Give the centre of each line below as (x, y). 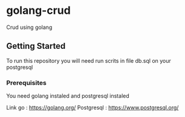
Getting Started (36, 46)
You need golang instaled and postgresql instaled (68, 96)
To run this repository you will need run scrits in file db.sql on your (89, 60)
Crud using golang (29, 27)
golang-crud (38, 11)
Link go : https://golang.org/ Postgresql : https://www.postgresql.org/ (92, 108)
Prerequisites (26, 83)
